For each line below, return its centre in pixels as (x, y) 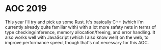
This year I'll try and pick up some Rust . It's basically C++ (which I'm (74, 22)
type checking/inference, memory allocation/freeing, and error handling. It (80, 32)
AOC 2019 (26, 8)
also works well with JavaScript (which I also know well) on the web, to (77, 37)
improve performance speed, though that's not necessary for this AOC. (77, 42)
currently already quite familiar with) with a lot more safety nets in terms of (80, 27)
